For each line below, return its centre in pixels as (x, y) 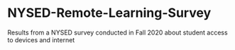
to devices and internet (41, 39)
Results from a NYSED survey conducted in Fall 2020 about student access (118, 32)
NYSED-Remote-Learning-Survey (109, 13)
